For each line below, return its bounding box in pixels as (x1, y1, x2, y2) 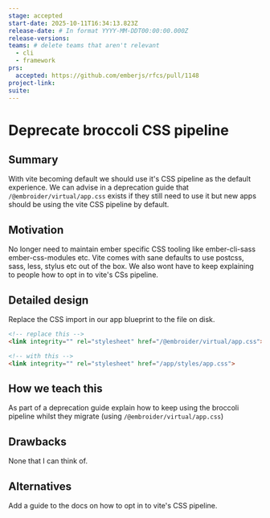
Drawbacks (8, 434, 67, 448)
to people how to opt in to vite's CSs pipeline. (8, 270, 159, 279)
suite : (8, 86, 31, 95)
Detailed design (8, 293, 89, 307)
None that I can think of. (8, 456, 88, 466)
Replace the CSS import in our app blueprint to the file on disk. (8, 315, 215, 324)
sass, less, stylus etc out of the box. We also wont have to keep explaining (8, 262, 255, 271)
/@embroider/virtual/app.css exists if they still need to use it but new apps (8, 191, 257, 201)
